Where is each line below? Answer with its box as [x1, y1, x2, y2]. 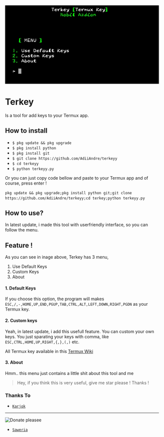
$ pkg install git [12, 151, 50, 156]
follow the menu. [5, 227, 39, 233]
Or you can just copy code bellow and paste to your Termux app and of [5, 175, 148, 181]
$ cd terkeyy [12, 161, 39, 166]
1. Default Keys [5, 285, 36, 291]
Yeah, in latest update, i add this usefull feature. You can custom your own [5, 328, 155, 334]
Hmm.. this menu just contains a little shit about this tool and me [5, 370, 134, 376]
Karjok [12, 404, 26, 409]
